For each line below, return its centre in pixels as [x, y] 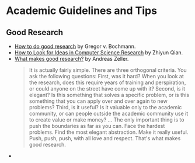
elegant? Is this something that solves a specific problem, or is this [109, 95]
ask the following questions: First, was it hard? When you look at [106, 76]
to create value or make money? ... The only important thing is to [107, 120]
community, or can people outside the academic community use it [109, 113]
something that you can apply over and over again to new [98, 101]
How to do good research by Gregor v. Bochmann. [75, 46]
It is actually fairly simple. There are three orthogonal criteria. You [108, 70]
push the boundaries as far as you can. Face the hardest [97, 126]
